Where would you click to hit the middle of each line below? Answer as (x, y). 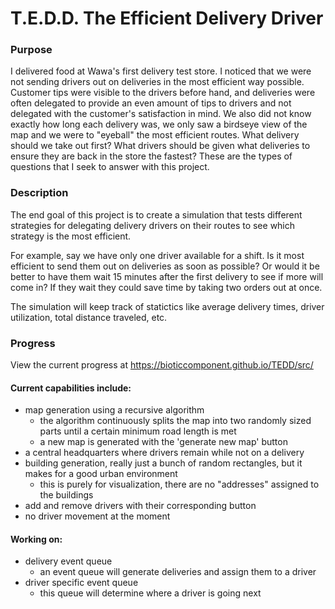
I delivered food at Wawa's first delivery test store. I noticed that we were (161, 71)
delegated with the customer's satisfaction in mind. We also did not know (161, 114)
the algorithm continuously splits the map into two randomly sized (175, 421)
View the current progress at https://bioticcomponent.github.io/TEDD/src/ (162, 365)
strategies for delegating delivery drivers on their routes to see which (153, 225)
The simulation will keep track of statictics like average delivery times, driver (167, 306)
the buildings (66, 495)
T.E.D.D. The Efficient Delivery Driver (167, 18)
